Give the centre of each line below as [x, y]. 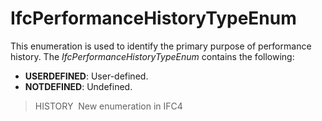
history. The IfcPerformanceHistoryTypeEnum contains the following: [152, 56]
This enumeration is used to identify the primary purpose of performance [161, 46]
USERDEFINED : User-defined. [86, 76]
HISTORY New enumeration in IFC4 [108, 106]
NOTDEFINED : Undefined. [78, 86]
